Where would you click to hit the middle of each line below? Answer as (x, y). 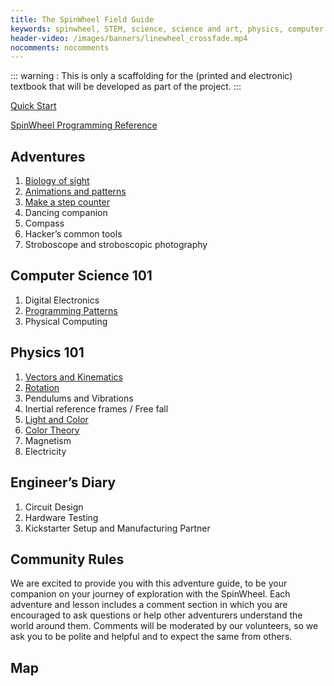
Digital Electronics (62, 300)
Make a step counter (67, 202)
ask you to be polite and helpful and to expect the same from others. (151, 637)
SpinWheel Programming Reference (84, 125)
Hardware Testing (61, 517)
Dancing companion (66, 213)
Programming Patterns (71, 310)
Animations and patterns (75, 192)
